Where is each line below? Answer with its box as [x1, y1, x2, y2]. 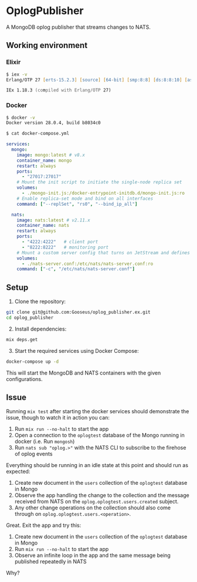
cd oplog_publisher [6, 315, 54, 321]
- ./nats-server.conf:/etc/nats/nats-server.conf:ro [21, 261, 154, 267]
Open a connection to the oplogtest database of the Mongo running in [14, 432, 185, 439]
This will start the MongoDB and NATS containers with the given [6, 369, 161, 376]
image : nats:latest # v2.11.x [16, 217, 91, 223]
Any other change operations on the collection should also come [14, 504, 171, 511]
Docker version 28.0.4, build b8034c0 [6, 120, 101, 126]
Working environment [6, 40, 88, 50]
